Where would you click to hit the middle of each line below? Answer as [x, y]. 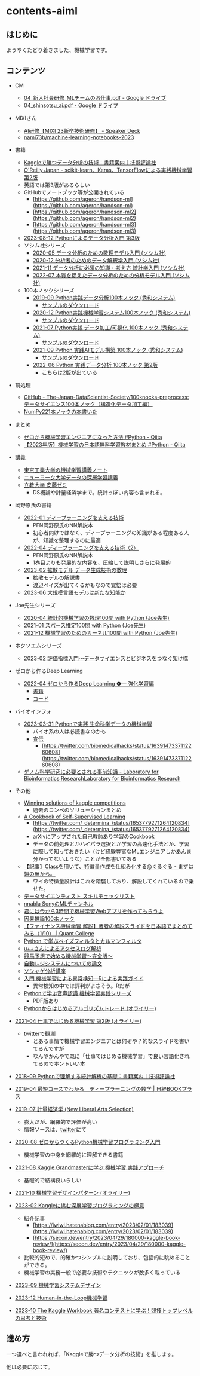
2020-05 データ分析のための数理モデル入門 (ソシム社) [99, 253]
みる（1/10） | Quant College [59, 933]
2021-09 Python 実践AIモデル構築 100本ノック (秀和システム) [108, 350]
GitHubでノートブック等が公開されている [74, 192]
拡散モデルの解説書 [56, 577]
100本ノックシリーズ [49, 290]
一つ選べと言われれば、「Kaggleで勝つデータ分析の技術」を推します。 [92, 1354]
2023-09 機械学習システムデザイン [58, 1285]
